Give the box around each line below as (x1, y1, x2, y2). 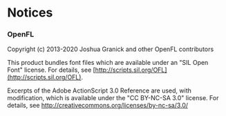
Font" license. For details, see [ (7, 66, 95, 74)
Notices (7, 5, 53, 21)
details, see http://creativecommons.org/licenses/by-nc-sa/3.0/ (7, 101, 189, 110)
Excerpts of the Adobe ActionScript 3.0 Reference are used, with (7, 86, 191, 95)
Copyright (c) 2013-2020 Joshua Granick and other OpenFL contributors (7, 45, 214, 53)
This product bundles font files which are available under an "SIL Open (7, 59, 209, 67)
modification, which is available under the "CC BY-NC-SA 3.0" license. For (7, 94, 219, 102)
